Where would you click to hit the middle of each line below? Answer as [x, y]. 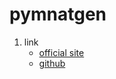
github [52, 63]
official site [61, 52]
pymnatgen [58, 14]
